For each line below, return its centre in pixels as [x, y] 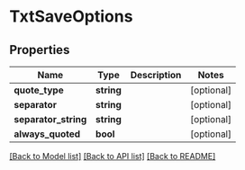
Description [156, 75]
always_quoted [47, 134]
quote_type [39, 90]
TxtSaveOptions [71, 17]
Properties [40, 50]
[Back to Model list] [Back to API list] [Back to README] [113, 156]
